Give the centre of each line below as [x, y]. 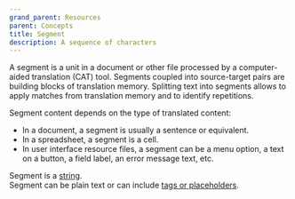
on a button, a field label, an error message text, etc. [118, 159]
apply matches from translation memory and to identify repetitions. [132, 96]
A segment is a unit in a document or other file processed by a [123, 68]
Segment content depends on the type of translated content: [120, 113]
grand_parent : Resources [55, 17]
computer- [258, 68]
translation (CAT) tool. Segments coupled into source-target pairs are [158, 77]
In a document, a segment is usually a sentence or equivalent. [136, 131]
